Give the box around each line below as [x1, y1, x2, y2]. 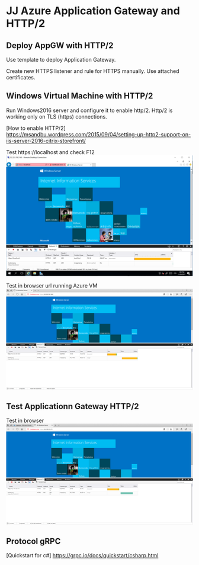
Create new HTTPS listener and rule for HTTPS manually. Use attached [6, 68, 179, 75]
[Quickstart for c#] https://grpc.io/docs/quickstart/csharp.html [6, 552, 159, 559]
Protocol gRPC [6, 536, 61, 546]
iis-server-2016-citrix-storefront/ [6, 137, 86, 144]
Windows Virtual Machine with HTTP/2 [6, 91, 153, 101]
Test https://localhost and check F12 [6, 148, 95, 155]
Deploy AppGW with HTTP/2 [6, 40, 114, 50]
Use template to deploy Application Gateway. [6, 56, 116, 63]
